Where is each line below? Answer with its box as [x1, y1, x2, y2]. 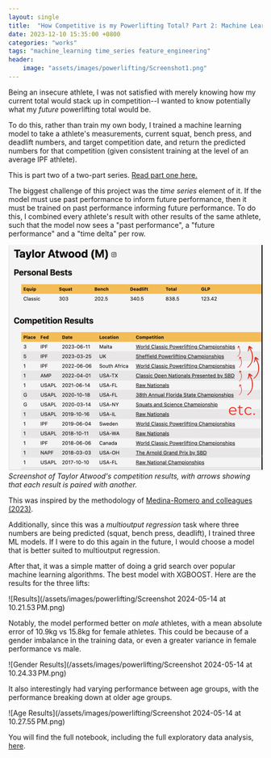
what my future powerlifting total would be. [8, 104, 152, 114]
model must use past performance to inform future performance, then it [8, 194, 248, 204]
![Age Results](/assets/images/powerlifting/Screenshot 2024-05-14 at [8, 708, 242, 718]
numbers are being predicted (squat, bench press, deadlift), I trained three [8, 528, 256, 537]
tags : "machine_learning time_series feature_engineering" [8, 47, 211, 56]
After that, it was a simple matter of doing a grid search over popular [8, 561, 236, 571]
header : [8, 56, 35, 64]
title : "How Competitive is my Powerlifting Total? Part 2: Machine [8, 21, 248, 30]
